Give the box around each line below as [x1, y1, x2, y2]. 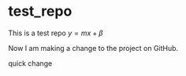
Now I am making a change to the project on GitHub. [8, 43, 179, 52]
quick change [8, 58, 53, 68]
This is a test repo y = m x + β [8, 28, 104, 38]
